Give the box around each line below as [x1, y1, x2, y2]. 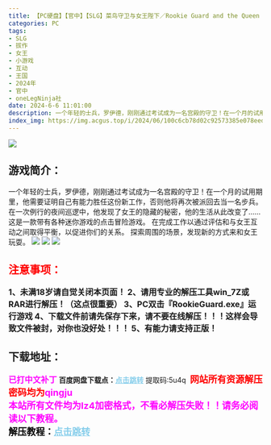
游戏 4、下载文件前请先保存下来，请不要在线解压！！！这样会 [16, 310, 250, 322]
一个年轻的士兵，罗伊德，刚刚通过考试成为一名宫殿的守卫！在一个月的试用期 [8, 186, 263, 196]
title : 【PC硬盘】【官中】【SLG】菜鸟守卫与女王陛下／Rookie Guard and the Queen [8, 11, 260, 20]
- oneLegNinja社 [8, 94, 62, 102]
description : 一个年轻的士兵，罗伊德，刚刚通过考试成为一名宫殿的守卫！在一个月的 [8, 110, 254, 118]
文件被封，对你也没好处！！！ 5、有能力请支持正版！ [16, 322, 218, 334]
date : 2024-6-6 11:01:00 [8, 102, 92, 110]
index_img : [8, 117, 45, 125]
